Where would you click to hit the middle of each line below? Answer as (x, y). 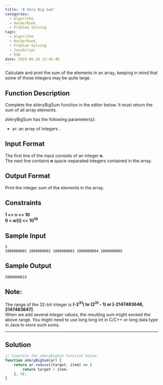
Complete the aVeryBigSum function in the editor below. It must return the (79, 105)
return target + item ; (45, 369)
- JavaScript (23, 50)
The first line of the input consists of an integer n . (54, 155)
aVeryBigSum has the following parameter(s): (50, 120)
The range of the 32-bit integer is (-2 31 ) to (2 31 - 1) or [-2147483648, (74, 304)
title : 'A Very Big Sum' (30, 9)
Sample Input (25, 236)
